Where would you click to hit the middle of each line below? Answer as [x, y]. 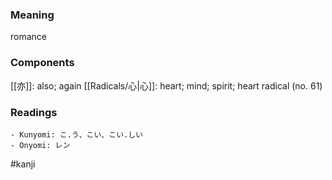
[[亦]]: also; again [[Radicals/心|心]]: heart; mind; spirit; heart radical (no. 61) [166, 85]
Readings [34, 112]
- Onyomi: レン [40, 145]
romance [28, 37]
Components [42, 63]
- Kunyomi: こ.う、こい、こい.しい [76, 134]
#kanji [23, 164]
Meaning [32, 15]
